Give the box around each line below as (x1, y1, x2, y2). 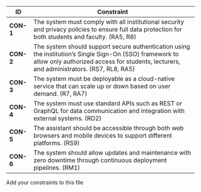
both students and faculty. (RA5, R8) (33, 33, 136, 41)
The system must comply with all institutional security (33, 18, 184, 26)
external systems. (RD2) (33, 114, 102, 122)
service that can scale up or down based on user (33, 82, 170, 90)
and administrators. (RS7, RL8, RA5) (33, 65, 136, 73)
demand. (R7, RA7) (33, 90, 88, 97)
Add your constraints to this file (6, 179, 84, 186)
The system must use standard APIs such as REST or (33, 99, 182, 107)
